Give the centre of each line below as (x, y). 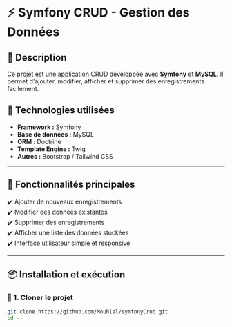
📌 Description (37, 58)
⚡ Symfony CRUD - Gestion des (98, 13)
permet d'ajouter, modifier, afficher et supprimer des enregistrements (106, 81)
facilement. (23, 89)
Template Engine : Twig (51, 149)
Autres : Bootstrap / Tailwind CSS (65, 156)
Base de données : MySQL (56, 134)
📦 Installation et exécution (66, 275)
